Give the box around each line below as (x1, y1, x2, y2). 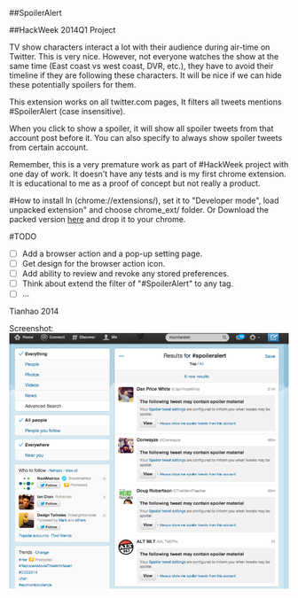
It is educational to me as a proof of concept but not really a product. (9, 178, 261, 189)
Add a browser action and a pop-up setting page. (21, 248, 203, 259)
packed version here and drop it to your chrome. (9, 214, 186, 224)
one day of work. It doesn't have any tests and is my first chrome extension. (9, 168, 286, 179)
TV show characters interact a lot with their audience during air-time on (9, 42, 271, 52)
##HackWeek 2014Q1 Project (9, 25, 116, 35)
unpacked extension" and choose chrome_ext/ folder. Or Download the (9, 205, 269, 215)
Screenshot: (9, 323, 54, 334)
